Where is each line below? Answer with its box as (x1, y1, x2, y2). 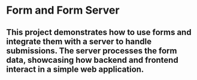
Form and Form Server (6, 4, 120, 17)
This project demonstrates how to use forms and (6, 27, 192, 37)
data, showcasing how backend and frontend (6, 55, 178, 65)
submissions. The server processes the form (6, 46, 177, 56)
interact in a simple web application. (6, 64, 144, 74)
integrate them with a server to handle (6, 36, 151, 46)
